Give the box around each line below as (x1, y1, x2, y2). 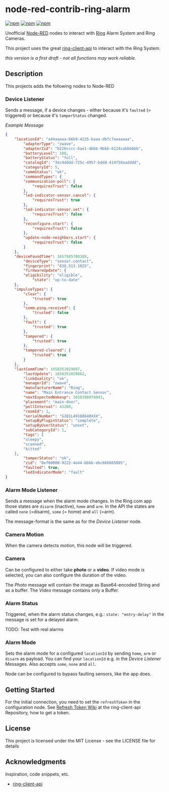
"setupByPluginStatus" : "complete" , (23, 418, 100, 424)
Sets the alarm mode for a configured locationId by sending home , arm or (5, 650, 156, 657)
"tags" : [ (23, 433, 44, 438)
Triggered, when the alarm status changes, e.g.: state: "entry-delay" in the (5, 611, 164, 617)
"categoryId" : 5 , (23, 165, 60, 170)
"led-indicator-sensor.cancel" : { (23, 193, 96, 198)
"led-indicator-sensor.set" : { (23, 207, 89, 213)
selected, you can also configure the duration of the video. (5, 572, 127, 578)
